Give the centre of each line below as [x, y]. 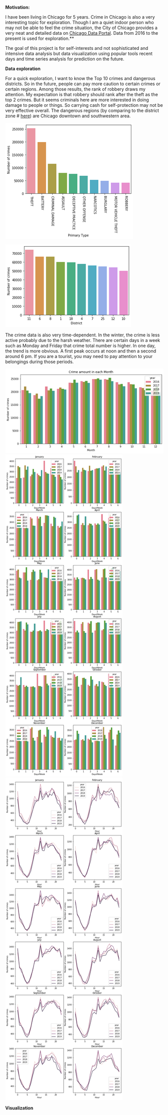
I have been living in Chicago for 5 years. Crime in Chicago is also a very [80, 17]
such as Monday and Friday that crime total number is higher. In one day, [80, 345]
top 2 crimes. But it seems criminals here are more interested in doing [77, 100]
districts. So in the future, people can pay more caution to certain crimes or [83, 84]
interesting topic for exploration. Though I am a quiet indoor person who [79, 22]
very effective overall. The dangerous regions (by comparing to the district [82, 111]
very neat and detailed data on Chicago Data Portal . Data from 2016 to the [82, 33]
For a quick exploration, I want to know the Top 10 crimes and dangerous [80, 78]
